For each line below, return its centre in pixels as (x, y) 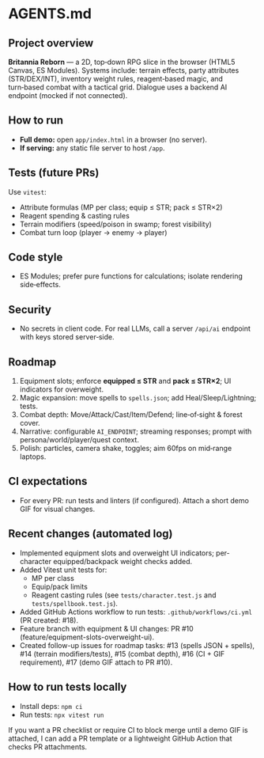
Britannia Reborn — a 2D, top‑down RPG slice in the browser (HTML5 (122, 62)
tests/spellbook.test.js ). (75, 603)
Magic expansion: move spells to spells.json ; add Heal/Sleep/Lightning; (138, 398)
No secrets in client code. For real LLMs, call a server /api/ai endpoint (135, 328)
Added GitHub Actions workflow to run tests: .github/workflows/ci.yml (136, 612)
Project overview (51, 43)
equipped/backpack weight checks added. (123, 561)
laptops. (33, 457)
